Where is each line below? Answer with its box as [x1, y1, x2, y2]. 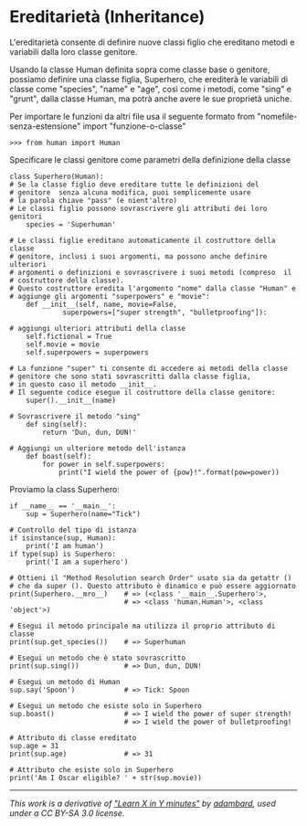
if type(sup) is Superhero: [9, 549, 117, 558]
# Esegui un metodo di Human [9, 677, 121, 686]
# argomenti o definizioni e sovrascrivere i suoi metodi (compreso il [9, 268, 292, 277]
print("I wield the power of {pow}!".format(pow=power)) [58, 468, 281, 477]
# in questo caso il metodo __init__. [9, 379, 157, 389]
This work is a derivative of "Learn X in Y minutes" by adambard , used [9, 798, 276, 809]
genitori [9, 212, 43, 221]
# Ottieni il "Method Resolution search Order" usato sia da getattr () [9, 573, 292, 582]
